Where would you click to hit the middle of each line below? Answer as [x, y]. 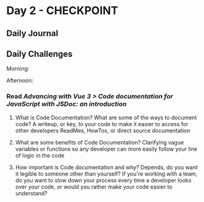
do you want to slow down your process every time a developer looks [103, 180]
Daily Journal [32, 33]
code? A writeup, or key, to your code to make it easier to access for [102, 124]
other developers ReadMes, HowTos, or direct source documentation [103, 130]
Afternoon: [20, 81]
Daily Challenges [39, 54]
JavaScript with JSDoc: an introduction [67, 104]
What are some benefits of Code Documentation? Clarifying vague [100, 142]
